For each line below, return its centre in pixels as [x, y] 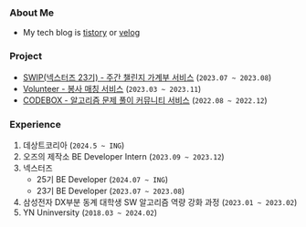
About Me [32, 13]
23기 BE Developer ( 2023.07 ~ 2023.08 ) [111, 191]
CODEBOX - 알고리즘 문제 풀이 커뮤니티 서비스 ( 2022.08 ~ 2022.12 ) [145, 100]
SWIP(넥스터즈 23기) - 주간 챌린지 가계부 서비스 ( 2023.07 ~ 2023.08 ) [147, 77]
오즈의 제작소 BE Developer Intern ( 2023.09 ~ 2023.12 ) [124, 156]
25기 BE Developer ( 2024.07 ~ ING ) [102, 179]
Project [26, 57]
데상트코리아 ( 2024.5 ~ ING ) [74, 145]
